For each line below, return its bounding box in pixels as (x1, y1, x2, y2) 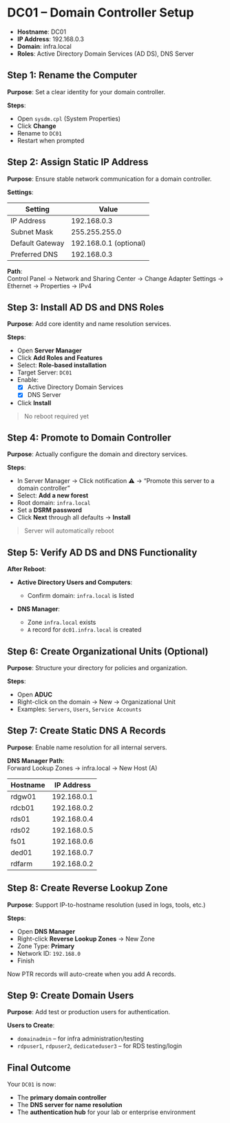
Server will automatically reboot (23, 526, 114, 535)
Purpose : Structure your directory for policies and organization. (7, 663, 188, 672)
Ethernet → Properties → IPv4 (7, 281, 92, 290)
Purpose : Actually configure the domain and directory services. (7, 450, 188, 458)
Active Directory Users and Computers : (17, 578, 133, 586)
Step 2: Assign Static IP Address (7, 156, 149, 168)
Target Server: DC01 (17, 368, 72, 376)
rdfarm (10, 859, 33, 868)
